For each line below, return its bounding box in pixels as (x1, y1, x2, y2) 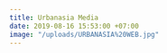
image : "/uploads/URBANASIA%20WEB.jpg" (9, 30, 160, 39)
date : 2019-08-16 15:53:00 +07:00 (9, 22, 140, 31)
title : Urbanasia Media (9, 13, 99, 22)
